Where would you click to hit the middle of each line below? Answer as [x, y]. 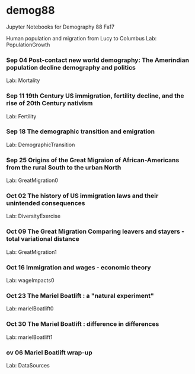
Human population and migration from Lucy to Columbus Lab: [81, 38]
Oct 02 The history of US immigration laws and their [82, 196]
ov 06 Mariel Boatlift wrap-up [49, 353]
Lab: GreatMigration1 [32, 252]
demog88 [31, 10]
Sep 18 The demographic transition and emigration [81, 131]
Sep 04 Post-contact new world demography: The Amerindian [98, 60]
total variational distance [43, 239]
